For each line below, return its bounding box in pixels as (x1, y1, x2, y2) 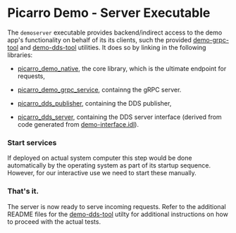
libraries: (7, 51, 33, 59)
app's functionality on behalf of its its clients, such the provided (7, 35, 192, 44)
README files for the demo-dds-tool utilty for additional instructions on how (7, 210, 229, 218)
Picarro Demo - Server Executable (7, 5, 211, 21)
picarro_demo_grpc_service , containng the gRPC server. (17, 85, 182, 94)
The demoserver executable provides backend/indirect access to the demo (7, 28, 223, 37)
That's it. (7, 187, 39, 196)
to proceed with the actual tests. (7, 217, 101, 226)
